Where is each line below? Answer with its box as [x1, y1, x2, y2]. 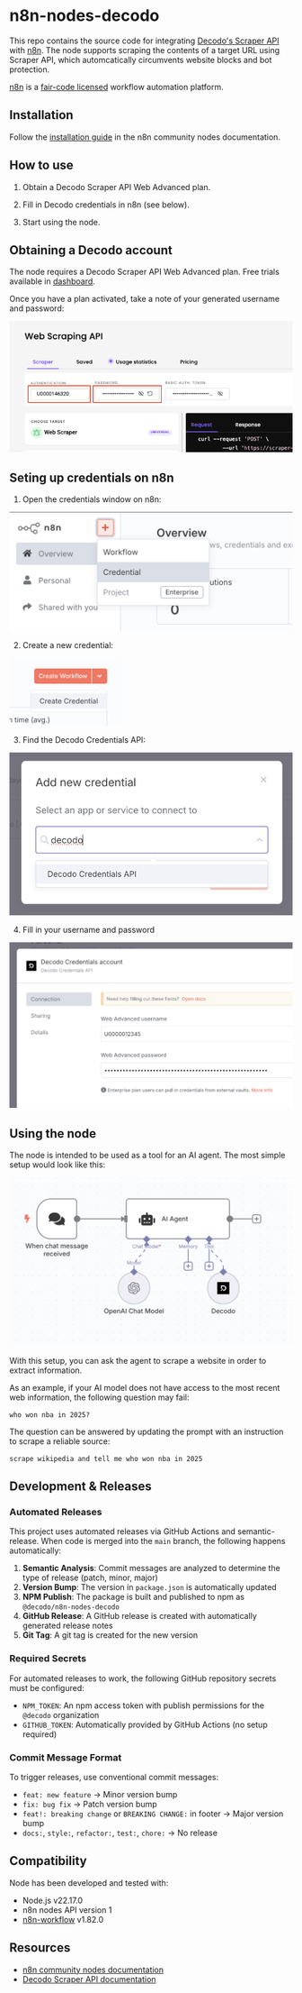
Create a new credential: [22, 640, 114, 651]
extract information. [9, 1365, 83, 1376]
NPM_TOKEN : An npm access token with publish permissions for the [22, 1700, 265, 1711]
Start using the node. [22, 216, 101, 227]
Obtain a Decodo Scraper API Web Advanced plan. [22, 181, 211, 192]
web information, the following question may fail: [9, 1392, 190, 1403]
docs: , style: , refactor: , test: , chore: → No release [22, 1827, 218, 1838]
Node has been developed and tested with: [9, 1877, 169, 1888]
